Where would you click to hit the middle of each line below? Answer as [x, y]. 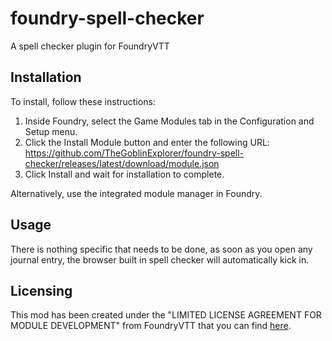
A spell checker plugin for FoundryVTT [90, 46]
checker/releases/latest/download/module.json [122, 163]
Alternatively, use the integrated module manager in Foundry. [136, 193]
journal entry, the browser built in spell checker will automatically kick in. [160, 259]
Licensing [41, 290]
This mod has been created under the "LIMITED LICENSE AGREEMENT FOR [166, 315]
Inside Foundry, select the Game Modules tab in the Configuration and [169, 121]
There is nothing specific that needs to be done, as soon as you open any [161, 249]
